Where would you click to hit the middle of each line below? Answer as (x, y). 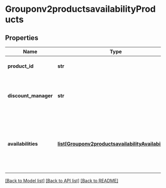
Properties (22, 38)
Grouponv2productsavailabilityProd (81, 9)
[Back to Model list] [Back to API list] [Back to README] (62, 181)
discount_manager (30, 96)
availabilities (23, 144)
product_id (21, 66)
